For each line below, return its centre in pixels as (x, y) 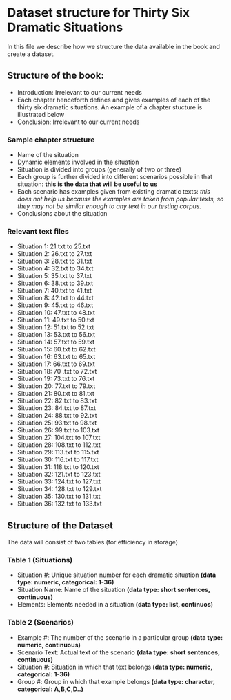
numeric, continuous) (49, 645)
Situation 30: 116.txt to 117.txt (58, 460)
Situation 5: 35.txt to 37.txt (54, 276)
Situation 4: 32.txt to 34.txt (55, 268)
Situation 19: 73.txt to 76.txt (56, 379)
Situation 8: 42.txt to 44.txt (56, 298)
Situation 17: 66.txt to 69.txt (56, 364)
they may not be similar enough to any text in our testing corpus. (109, 206)
